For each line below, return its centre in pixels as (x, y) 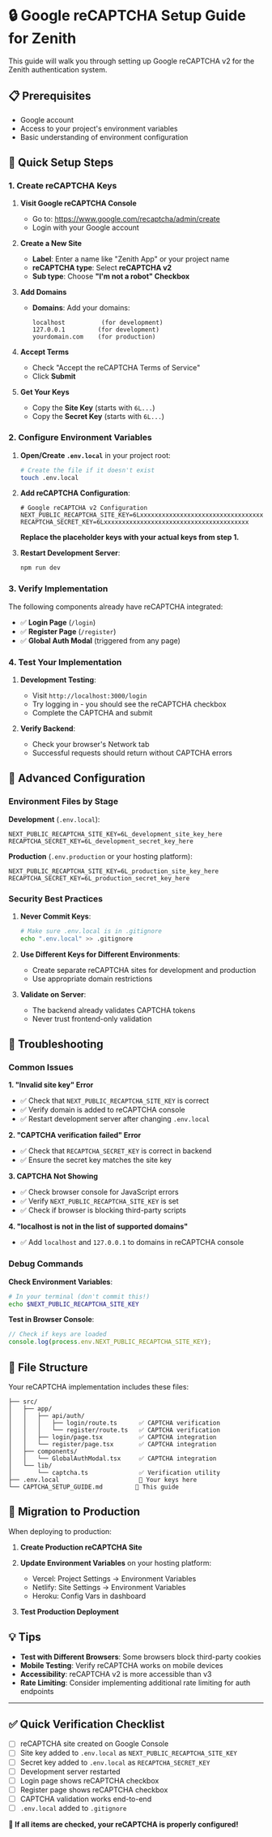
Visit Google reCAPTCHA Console (78, 203)
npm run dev (40, 568)
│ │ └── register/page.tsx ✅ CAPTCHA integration (113, 1444)
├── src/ (23, 1402)
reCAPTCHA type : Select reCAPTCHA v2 (102, 268)
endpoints (37, 1691)
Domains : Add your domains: (81, 308)
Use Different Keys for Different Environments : (100, 954)
